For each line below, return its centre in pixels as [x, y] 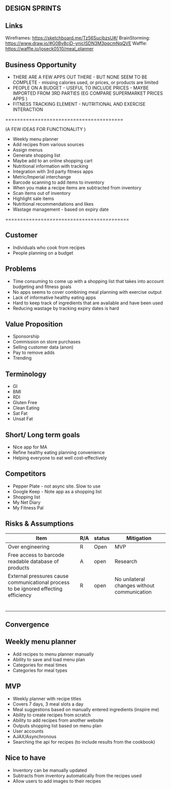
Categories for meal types [40, 670]
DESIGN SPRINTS [33, 8]
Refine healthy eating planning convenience [59, 453]
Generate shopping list [36, 155]
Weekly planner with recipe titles [47, 698]
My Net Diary [26, 502]
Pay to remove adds [34, 353]
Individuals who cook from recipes [49, 247]
